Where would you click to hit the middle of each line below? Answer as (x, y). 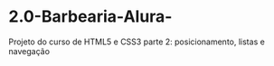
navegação (29, 51)
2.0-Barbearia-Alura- (90, 17)
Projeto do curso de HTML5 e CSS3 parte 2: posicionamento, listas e (137, 42)
